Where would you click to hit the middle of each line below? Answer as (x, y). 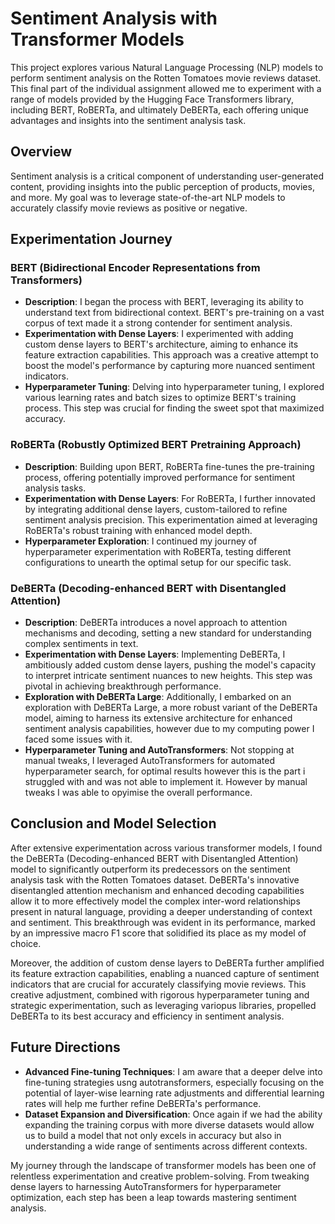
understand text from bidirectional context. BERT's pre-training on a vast (174, 313)
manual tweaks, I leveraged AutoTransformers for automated (150, 761)
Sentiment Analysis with (114, 18)
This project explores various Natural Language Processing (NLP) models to (167, 67)
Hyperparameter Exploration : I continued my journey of (141, 541)
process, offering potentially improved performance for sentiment (160, 477)
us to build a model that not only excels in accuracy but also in (153, 1135)
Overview (41, 152)
